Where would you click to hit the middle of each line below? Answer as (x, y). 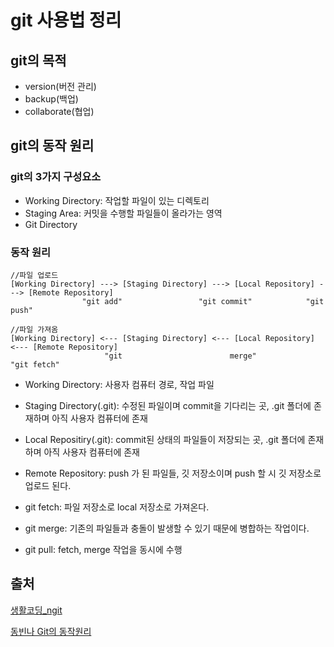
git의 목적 (38, 60)
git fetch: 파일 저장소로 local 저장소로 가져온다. (117, 507)
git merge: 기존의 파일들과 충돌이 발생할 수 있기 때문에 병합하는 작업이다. (167, 528)
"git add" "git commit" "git (203, 301)
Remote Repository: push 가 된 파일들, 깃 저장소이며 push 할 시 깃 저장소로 (173, 473)
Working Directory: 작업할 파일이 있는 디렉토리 (117, 200)
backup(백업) (51, 99)
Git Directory (51, 224)
